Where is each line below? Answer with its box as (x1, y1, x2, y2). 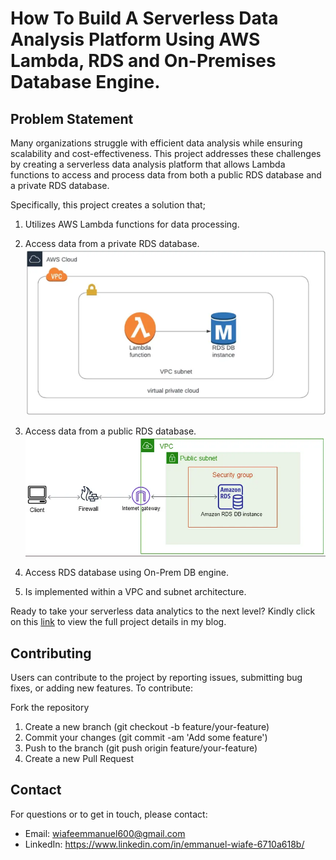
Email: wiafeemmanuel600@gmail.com (24, 827, 186, 839)
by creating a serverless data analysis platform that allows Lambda (10, 158, 286, 170)
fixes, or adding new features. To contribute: (10, 682, 193, 694)
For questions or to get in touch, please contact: (10, 808, 208, 820)
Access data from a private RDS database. (24, 238, 200, 249)
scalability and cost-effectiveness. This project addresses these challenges (10, 148, 322, 159)
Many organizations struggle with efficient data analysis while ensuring (10, 137, 303, 149)
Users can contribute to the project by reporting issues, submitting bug (10, 672, 303, 684)
